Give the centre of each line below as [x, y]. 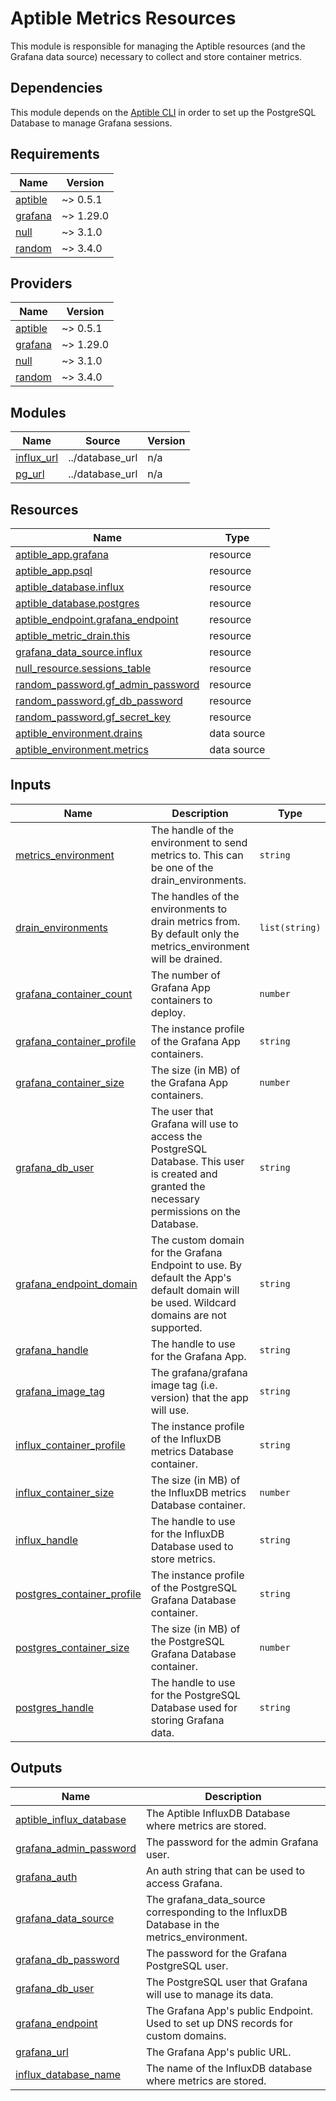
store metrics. [183, 1559]
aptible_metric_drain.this [73, 635]
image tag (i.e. [184, 1385]
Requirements [55, 154]
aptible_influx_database [71, 1819]
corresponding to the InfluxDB [216, 1912]
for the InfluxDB [187, 1534]
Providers [41, 283]
